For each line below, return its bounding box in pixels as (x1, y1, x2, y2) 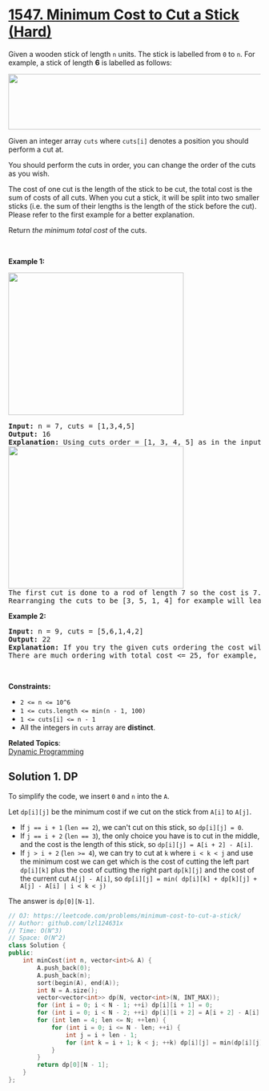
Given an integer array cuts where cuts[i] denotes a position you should (8, 136, 249, 145)
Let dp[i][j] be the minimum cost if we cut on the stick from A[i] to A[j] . (8, 807, 252, 816)
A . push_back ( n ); (37, 971, 91, 979)
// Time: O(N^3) (8, 926, 62, 934)
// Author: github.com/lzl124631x (8, 919, 124, 927)
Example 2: (8, 611, 46, 621)
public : (8, 949, 34, 957)
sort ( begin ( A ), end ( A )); (37, 979, 120, 987)
